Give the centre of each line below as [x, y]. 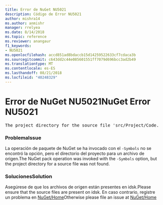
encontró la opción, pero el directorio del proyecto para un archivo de [75, 153]
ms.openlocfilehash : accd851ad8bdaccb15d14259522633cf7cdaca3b [71, 55]
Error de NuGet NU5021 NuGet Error [78, 102]
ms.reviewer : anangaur [28, 41]
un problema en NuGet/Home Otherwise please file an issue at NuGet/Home [81, 197]
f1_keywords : [18, 46]
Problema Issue [23, 138]
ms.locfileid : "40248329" [31, 77]
